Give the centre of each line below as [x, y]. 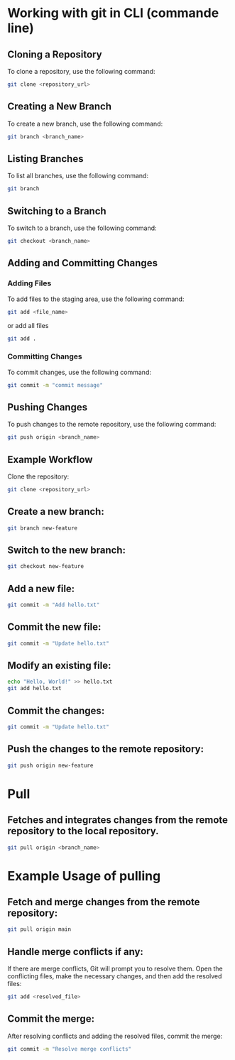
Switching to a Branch [57, 211]
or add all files [28, 325]
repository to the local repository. [83, 831]
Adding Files [29, 283]
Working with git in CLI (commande [113, 13]
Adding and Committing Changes [83, 263]
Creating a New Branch [60, 107]
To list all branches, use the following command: [78, 176]
